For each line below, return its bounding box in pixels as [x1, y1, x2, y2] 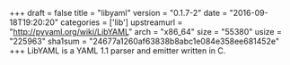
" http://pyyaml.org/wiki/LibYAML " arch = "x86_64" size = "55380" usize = [9, 27, 283, 37]
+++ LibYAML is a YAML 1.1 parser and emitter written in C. [9, 45, 226, 56]
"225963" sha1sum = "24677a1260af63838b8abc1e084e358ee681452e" [9, 36, 280, 46]
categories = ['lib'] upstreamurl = [60, 17, 183, 28]
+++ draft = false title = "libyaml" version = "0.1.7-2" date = [9, 8, 228, 18]
